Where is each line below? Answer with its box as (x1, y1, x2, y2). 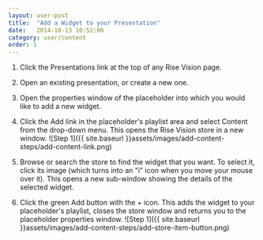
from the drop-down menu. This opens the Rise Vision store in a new (19, 126, 244, 135)
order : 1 (8, 41, 37, 49)
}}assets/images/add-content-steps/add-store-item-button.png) (19, 223, 230, 233)
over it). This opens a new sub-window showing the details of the (19, 174, 233, 184)
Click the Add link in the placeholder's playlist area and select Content (19, 117, 248, 126)
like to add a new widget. (19, 102, 101, 111)
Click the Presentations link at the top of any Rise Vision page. (19, 62, 223, 72)
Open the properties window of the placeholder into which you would (19, 93, 246, 103)
